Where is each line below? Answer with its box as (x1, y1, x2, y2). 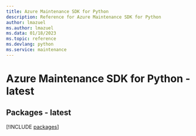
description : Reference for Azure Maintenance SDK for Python (6, 14, 161, 20)
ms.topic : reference (6, 36, 57, 42)
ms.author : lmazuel (6, 25, 54, 31)
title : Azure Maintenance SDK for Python (6, 8, 109, 15)
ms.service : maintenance (6, 47, 67, 53)
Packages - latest (6, 108, 72, 118)
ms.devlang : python (6, 42, 54, 47)
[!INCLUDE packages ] (6, 123, 59, 130)
